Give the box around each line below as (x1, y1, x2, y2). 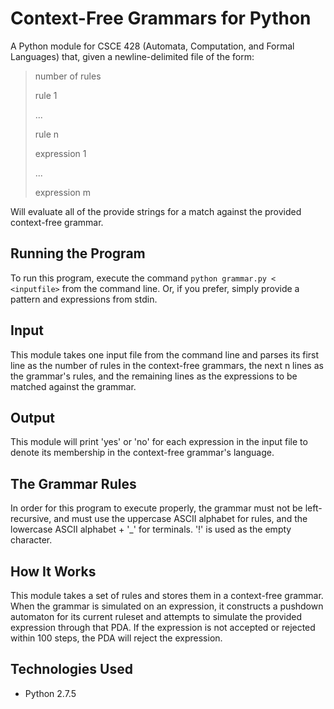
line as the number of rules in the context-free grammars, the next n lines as (10, 359, 324, 371)
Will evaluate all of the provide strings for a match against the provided (10, 205, 302, 217)
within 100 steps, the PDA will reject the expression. (10, 632, 223, 644)
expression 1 (34, 147, 87, 159)
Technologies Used (10, 661, 133, 678)
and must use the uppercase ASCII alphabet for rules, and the (53, 513, 308, 525)
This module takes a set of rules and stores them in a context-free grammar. (10, 590, 324, 601)
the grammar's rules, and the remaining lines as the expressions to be (10, 370, 298, 382)
